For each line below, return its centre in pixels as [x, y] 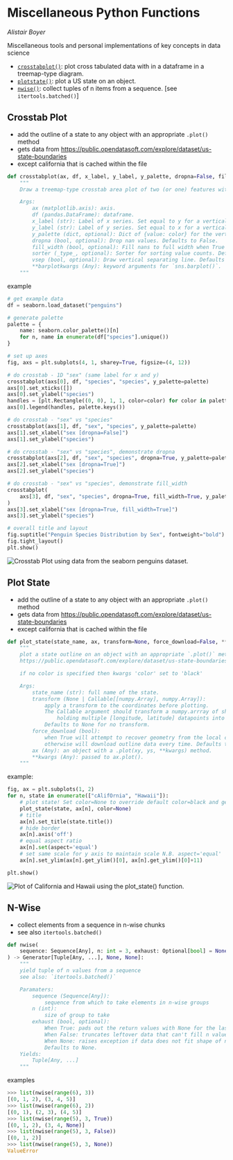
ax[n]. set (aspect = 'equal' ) [59, 848]
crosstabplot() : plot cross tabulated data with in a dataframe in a [111, 66]
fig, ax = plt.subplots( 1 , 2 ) [51, 790]
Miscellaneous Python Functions [104, 13]
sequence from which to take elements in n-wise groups [127, 1003]
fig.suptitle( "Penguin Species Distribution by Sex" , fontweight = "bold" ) [116, 535]
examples [21, 1080]
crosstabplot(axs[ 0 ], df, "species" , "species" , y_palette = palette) [108, 382]
